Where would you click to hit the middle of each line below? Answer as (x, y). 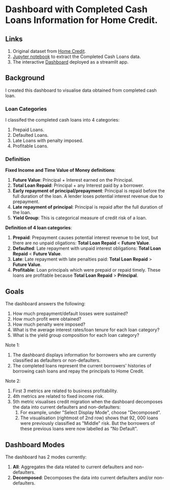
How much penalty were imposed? (49, 325)
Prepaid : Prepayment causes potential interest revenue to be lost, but (85, 238)
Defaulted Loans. (30, 135)
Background (25, 78)
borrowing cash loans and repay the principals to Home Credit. (78, 371)
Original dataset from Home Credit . (49, 51)
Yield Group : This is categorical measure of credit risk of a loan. (80, 218)
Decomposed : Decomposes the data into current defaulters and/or (83, 478)
